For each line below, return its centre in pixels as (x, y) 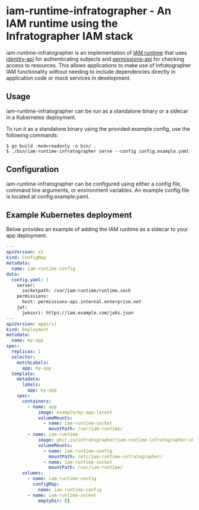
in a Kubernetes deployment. (41, 117)
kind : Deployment (28, 329)
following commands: (32, 135)
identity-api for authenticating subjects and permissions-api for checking (95, 59)
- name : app (42, 407)
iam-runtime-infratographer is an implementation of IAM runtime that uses (97, 52)
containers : (36, 401)
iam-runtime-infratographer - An (89, 11)
